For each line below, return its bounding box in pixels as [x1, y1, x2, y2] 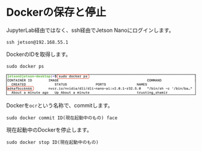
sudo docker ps [6, 63, 44, 69]
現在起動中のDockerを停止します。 [6, 126, 92, 134]
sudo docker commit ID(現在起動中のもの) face [6, 115, 118, 121]
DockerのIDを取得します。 [6, 51, 71, 58]
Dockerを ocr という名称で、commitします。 [6, 102, 113, 109]
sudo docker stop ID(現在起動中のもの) [6, 140, 99, 146]
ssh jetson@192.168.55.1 [6, 39, 69, 45]
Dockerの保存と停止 [6, 5, 106, 19]
